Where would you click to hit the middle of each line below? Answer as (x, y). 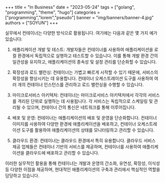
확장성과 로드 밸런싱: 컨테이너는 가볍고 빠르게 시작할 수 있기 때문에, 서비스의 (85, 72)
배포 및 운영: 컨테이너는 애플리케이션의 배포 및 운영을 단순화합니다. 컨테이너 (84, 118)
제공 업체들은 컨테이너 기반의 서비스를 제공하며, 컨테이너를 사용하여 (77, 147)
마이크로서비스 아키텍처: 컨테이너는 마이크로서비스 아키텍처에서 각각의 (79, 95)
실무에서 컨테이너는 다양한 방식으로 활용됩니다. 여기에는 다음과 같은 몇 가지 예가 (81, 33)
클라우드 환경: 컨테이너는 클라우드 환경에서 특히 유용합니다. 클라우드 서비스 (84, 140)
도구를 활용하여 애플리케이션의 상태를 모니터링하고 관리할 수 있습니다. (88, 130)
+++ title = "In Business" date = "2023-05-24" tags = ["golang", (70, 7)
